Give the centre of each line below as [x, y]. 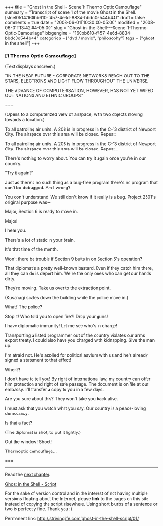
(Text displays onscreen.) [30, 66]
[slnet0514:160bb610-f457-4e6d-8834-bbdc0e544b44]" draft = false [75, 17]
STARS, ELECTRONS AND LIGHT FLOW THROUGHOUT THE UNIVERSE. [77, 81]
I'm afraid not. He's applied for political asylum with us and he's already [76, 355]
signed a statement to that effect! [38, 360]
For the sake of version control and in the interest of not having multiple [76, 493]
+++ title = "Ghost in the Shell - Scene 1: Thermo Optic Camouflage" [73, 7]
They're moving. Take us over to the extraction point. [58, 288]
